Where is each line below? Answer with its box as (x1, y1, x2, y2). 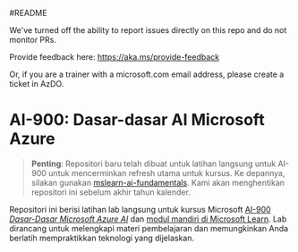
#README (9, 8, 47, 18)
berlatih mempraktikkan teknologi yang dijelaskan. (9, 232, 195, 243)
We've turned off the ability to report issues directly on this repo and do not (9, 25, 287, 35)
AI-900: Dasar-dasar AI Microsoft (9, 110, 266, 130)
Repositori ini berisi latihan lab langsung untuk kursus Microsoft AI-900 (9, 204, 271, 214)
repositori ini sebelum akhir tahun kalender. (30, 187, 191, 197)
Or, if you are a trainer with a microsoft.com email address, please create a (9, 69, 285, 80)
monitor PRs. (9, 35, 56, 45)
